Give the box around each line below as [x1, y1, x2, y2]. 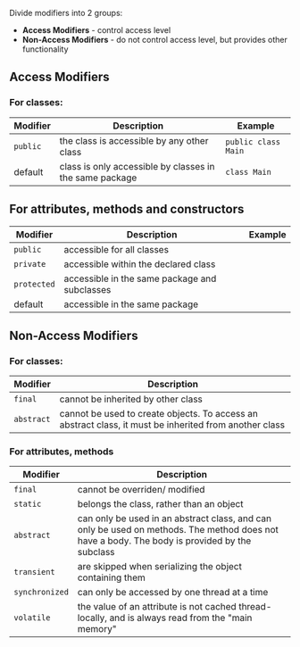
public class [225, 137, 281, 146]
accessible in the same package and [63, 272, 217, 285]
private [13, 259, 46, 269]
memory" [77, 623, 117, 635]
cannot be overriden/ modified [77, 484, 205, 496]
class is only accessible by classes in [59, 160, 215, 172]
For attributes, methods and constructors [9, 202, 245, 217]
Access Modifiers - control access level [21, 25, 171, 35]
